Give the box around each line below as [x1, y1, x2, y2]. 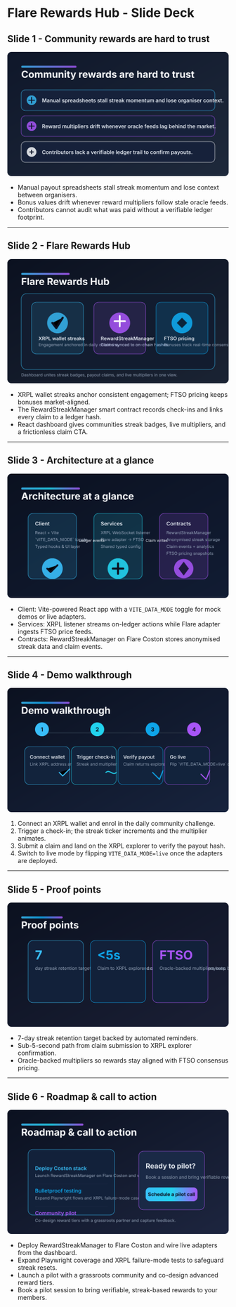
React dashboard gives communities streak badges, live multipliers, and [17, 420, 226, 428]
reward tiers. [17, 1278, 55, 1287]
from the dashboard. [17, 1249, 77, 1257]
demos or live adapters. [17, 612, 86, 621]
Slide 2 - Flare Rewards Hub [7, 240, 131, 252]
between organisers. [17, 191, 77, 199]
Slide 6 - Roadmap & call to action [7, 1091, 157, 1103]
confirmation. [17, 1049, 57, 1058]
